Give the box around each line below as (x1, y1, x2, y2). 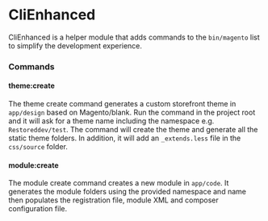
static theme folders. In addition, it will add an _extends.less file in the (8, 133, 241, 143)
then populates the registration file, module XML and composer (8, 195, 220, 205)
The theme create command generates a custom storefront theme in (8, 99, 237, 109)
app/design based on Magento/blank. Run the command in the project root (8, 107, 256, 118)
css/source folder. (8, 142, 69, 152)
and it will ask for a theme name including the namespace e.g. (8, 116, 215, 126)
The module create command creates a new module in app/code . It (8, 178, 229, 188)
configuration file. (8, 204, 67, 214)
